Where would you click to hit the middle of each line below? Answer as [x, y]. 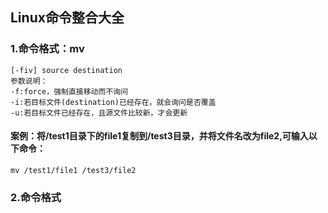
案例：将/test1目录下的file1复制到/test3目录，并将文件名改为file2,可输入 [159, 136]
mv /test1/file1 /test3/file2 [73, 170]
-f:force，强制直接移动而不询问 [69, 91]
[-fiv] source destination [66, 70]
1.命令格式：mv [47, 49]
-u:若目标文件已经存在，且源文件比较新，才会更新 [99, 113]
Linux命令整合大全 [67, 18]
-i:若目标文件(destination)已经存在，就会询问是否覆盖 [113, 102]
